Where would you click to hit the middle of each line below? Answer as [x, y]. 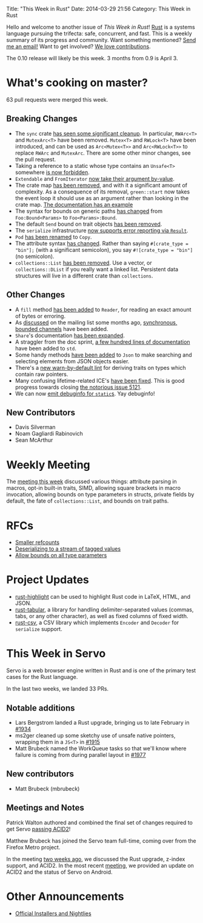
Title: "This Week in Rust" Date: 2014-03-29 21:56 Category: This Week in [98, 9]
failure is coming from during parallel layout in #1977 [81, 754]
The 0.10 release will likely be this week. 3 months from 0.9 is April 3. [92, 58]
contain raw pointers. [42, 374]
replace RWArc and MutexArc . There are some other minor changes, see [103, 153]
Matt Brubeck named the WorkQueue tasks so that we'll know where [101, 748]
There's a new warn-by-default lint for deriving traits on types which [100, 367]
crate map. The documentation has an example [74, 204]
